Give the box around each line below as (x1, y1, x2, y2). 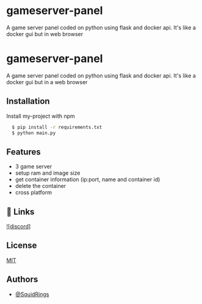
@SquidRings (15, 291, 49, 298)
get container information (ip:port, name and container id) (15, 176, 161, 183)
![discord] (6, 223, 31, 230)
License (6, 241, 37, 251)
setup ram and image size (15, 169, 81, 177)
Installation (6, 96, 50, 107)
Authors (6, 274, 38, 284)
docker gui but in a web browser (6, 78, 88, 85)
